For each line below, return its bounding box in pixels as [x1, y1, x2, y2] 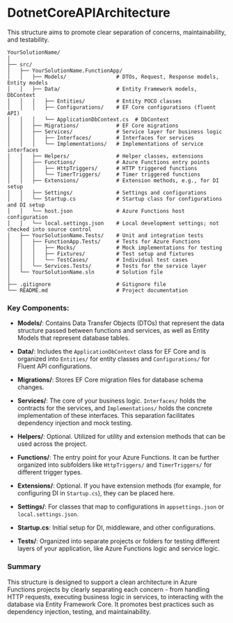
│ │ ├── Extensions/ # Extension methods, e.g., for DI [7, 177, 219, 184]
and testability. [7, 35, 50, 43]
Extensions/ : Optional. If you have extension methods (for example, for [17, 481, 221, 490]
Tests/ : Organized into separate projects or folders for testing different [17, 537, 220, 546]
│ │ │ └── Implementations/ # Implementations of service [7, 140, 204, 147]
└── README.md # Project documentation [7, 287, 188, 294]
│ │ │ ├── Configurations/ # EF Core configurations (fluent [7, 103, 216, 111]
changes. [17, 383, 45, 391]
